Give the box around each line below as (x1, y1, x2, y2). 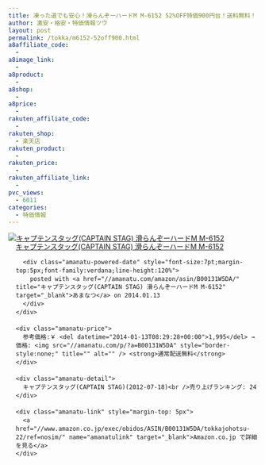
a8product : (8, 71, 44, 79)
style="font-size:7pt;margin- (143, 259, 244, 267)
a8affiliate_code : (8, 41, 69, 49)
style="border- (179, 342, 230, 350)
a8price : (8, 100, 37, 108)
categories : (8, 203, 48, 211)
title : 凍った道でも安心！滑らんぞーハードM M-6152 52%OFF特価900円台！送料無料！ (8, 11, 256, 20)
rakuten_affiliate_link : (8, 174, 90, 183)
